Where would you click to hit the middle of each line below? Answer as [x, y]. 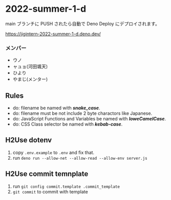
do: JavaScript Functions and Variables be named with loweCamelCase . [89, 119]
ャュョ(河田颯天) [30, 66]
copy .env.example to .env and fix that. [54, 152]
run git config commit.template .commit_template [66, 186]
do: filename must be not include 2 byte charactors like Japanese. [82, 113]
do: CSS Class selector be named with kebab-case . [68, 124]
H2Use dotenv [29, 140]
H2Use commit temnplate [47, 174]
